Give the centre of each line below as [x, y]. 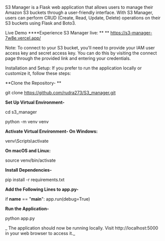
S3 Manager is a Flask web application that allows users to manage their [79, 7]
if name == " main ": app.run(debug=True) [48, 199]
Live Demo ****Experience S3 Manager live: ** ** [57, 33]
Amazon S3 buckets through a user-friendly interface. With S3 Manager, [79, 12]
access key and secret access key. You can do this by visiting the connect [81, 53]
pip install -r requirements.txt [35, 180]
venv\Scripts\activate [27, 141]
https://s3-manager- [131, 33]
